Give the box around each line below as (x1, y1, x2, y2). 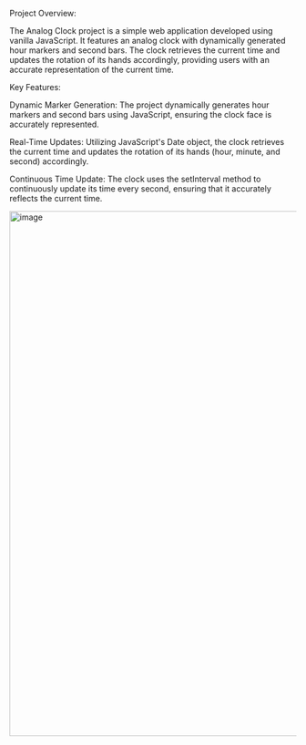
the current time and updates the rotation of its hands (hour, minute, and (9, 146, 280, 157)
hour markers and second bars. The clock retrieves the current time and (9, 45, 280, 56)
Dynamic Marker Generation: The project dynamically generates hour (9, 99, 270, 110)
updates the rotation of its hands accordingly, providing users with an (9, 55, 270, 65)
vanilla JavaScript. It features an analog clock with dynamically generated (9, 36, 286, 46)
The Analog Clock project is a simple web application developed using (9, 26, 273, 36)
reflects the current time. (9, 193, 103, 203)
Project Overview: (9, 8, 77, 18)
